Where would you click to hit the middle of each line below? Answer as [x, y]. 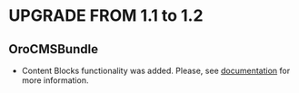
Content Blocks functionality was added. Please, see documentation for [156, 70]
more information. [55, 80]
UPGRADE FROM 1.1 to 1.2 [106, 16]
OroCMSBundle [54, 49]
